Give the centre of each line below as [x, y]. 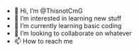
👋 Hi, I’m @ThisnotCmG [48, 11]
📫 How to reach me [43, 41]
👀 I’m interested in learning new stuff [68, 18]
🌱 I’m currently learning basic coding [68, 26]
